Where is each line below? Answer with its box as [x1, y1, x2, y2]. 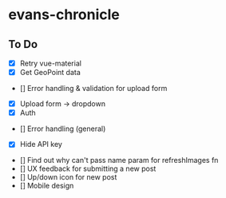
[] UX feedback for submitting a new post [19, 164, 157, 173]
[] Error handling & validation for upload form [19, 84, 168, 93]
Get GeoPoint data [19, 68, 81, 77]
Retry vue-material [19, 58, 82, 68]
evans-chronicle [8, 6, 120, 24]
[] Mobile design [19, 181, 74, 191]
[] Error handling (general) [19, 124, 106, 133]
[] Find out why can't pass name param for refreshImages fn [19, 156, 219, 165]
